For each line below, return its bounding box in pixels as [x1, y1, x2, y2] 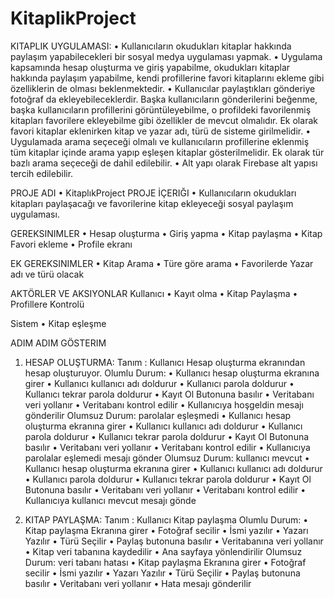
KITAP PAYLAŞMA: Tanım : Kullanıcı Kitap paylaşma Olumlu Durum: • [24, 513, 309, 526]
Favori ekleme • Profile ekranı [10, 238, 133, 250]
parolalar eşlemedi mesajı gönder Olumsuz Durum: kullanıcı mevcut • [24, 452, 310, 464]
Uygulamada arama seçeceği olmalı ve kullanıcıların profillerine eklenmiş [10, 135, 310, 147]
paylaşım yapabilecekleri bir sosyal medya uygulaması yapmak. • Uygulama [10, 50, 323, 62]
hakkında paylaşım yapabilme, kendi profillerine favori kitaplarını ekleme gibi [10, 72, 325, 84]
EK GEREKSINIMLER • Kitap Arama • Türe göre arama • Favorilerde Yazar [10, 257, 314, 269]
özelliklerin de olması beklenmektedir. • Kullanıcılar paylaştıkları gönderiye [10, 82, 316, 94]
